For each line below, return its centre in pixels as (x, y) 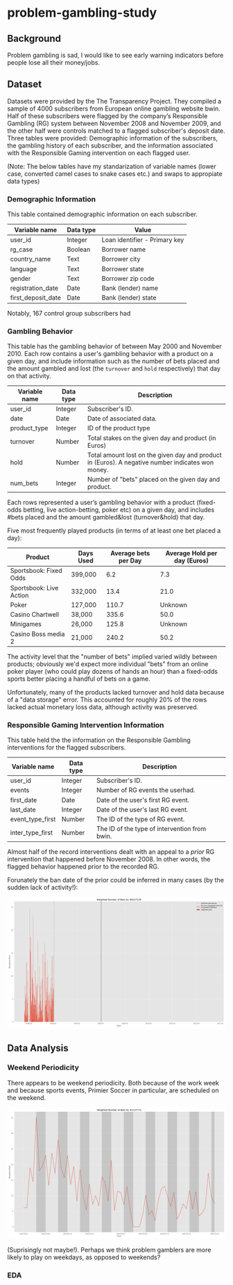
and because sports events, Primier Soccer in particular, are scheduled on (113, 1090)
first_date (24, 800)
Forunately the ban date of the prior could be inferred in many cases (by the (115, 880)
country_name (31, 259)
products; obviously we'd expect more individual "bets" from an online (108, 664)
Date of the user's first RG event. (143, 800)
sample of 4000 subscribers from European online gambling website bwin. (114, 108)
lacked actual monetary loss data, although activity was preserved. (103, 707)
